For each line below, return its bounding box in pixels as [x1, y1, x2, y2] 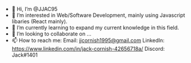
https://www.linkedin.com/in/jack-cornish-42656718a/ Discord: [11, 45, 165, 52]
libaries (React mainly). [11, 18, 68, 24]
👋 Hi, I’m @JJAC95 [11, 6, 58, 12]
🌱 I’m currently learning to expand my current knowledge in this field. [11, 24, 179, 31]
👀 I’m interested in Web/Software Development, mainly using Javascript [11, 12, 185, 19]
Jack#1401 [11, 51, 38, 58]
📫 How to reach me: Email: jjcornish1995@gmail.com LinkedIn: [11, 37, 165, 44]
